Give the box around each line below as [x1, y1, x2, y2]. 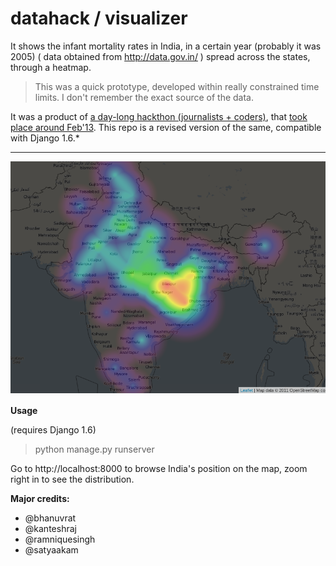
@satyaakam [24, 543, 79, 556]
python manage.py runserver [34, 443, 155, 455]
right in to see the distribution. [10, 473, 135, 485]
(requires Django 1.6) [10, 423, 97, 436]
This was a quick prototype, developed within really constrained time [34, 80, 320, 92]
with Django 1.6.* [10, 132, 80, 144]
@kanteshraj [24, 522, 77, 534]
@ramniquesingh [24, 533, 96, 545]
